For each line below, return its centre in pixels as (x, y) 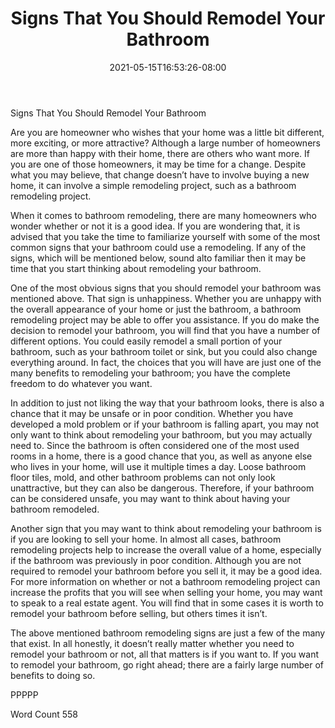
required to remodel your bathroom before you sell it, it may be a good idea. (166, 571)
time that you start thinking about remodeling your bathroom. (136, 268)
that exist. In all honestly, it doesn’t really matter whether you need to (152, 643)
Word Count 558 (44, 714)
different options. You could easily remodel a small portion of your (146, 341)
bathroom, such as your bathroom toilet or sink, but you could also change (164, 351)
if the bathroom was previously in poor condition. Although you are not (156, 560)
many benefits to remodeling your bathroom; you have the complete (150, 373)
